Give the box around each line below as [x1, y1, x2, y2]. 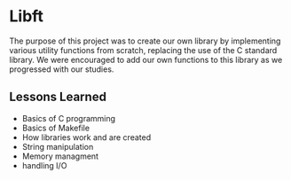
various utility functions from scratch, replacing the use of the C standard [9, 44, 278, 55]
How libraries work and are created [21, 131, 152, 143]
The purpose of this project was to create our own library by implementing [9, 35, 281, 46]
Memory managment [21, 151, 99, 161]
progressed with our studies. [9, 64, 114, 74]
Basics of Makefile [21, 122, 90, 133]
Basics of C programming [21, 113, 116, 123]
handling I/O [21, 160, 67, 170]
